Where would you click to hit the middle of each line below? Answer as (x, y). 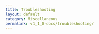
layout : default (22, 14)
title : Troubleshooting (30, 10)
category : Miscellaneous (31, 19)
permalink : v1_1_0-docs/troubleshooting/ (50, 24)
